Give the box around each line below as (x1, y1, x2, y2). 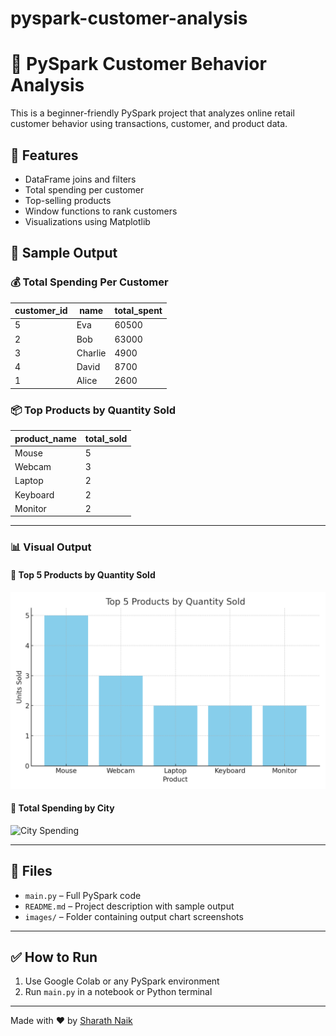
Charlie (76, 347, 107, 359)
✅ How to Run (10, 948, 98, 966)
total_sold (84, 432, 128, 444)
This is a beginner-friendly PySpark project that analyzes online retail (10, 107, 295, 119)
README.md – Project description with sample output (24, 900, 235, 912)
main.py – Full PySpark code (24, 889, 142, 901)
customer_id (14, 305, 68, 317)
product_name (14, 432, 77, 444)
